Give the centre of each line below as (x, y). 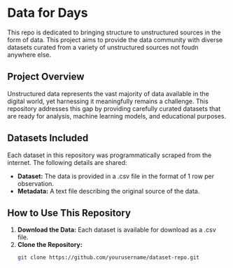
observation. (36, 183)
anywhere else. (29, 55)
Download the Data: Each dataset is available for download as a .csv (117, 230)
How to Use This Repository (69, 213)
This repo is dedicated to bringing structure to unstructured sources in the (114, 32)
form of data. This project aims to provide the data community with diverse (115, 39)
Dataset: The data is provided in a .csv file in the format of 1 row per (116, 176)
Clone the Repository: (50, 245)
